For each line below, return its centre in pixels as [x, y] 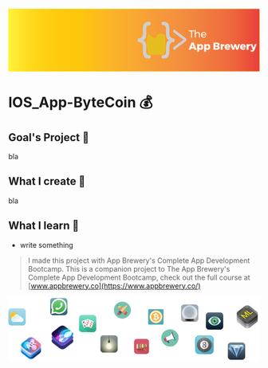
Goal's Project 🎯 [49, 137]
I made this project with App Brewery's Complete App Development [139, 260]
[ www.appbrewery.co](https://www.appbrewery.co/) [114, 286]
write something [46, 245]
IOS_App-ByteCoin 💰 [81, 102]
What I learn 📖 [44, 226]
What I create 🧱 [47, 181]
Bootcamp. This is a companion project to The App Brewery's [129, 268]
